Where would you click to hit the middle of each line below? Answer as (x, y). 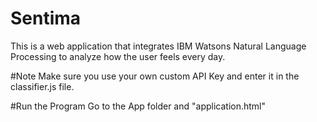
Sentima (46, 18)
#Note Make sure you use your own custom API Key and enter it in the (155, 76)
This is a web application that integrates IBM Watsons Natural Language (158, 46)
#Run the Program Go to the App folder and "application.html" (138, 106)
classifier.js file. (42, 86)
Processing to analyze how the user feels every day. (118, 56)
